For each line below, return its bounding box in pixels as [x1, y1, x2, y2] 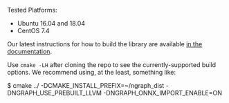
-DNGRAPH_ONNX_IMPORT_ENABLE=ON [103, 89, 223, 97]
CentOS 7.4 [17, 27, 50, 35]
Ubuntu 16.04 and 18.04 [17, 19, 85, 27]
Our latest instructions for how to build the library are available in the [7, 40, 203, 48]
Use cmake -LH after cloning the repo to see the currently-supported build [7, 61, 217, 68]
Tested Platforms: [7, 6, 57, 14]
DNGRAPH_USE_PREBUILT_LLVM [7, 89, 102, 97]
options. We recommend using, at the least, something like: [7, 68, 176, 76]
